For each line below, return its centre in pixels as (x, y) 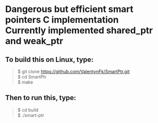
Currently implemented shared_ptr (79, 30)
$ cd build (28, 110)
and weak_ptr (34, 41)
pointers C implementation (62, 20)
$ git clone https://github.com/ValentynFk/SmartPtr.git (73, 71)
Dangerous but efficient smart (69, 9)
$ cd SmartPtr (32, 77)
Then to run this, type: (41, 98)
